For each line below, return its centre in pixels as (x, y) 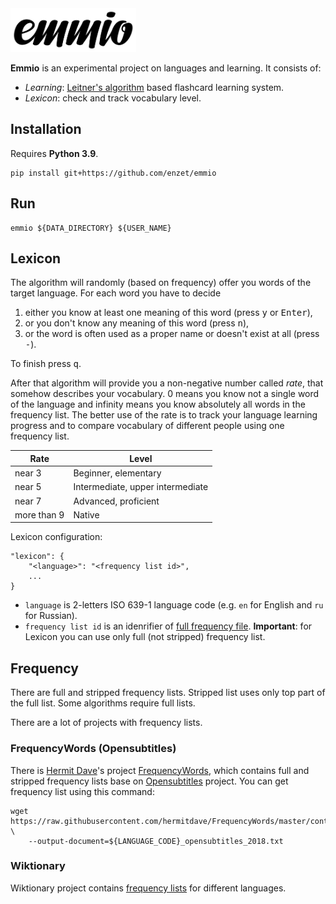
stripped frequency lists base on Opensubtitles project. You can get (149, 781)
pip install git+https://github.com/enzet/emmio (113, 173)
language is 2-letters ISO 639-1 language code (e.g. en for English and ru (174, 605)
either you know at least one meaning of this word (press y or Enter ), (168, 313)
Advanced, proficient (116, 501)
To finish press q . (46, 364)
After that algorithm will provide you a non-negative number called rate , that (167, 383)
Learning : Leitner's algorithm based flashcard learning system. (154, 87)
